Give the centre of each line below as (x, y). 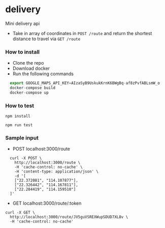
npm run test (19, 125)
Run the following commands (43, 74)
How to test (20, 105)
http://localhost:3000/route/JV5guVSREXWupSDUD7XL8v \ (69, 217)
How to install (22, 52)
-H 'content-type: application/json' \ (57, 172)
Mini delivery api (23, 23)
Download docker (31, 68)
